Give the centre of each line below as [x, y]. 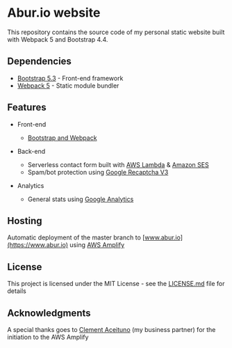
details [17, 291]
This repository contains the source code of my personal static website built [116, 32]
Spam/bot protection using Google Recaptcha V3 [98, 172]
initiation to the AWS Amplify [48, 337]
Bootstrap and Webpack [62, 138]
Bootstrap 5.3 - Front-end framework [70, 78]
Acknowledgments [49, 313]
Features [27, 108]
